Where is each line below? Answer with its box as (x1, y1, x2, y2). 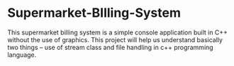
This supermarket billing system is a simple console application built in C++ (7, 28, 228, 37)
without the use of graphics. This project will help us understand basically (7, 35, 223, 44)
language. (7, 51, 37, 59)
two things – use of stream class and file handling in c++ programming (7, 43, 214, 51)
